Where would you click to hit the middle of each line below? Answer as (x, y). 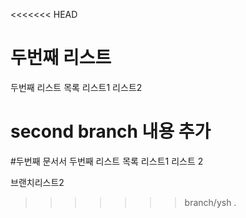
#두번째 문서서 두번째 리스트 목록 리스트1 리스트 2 (107, 161)
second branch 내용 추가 (111, 131)
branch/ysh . (210, 202)
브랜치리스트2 (37, 182)
